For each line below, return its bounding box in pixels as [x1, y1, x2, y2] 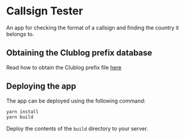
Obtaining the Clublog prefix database [6, 48, 153, 58]
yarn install [6, 109, 39, 115]
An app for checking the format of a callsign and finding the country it [6, 24, 179, 31]
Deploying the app [6, 81, 76, 91]
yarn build [6, 114, 34, 121]
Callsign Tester [6, 4, 83, 18]
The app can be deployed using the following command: [6, 97, 146, 104]
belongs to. [6, 30, 34, 37]
